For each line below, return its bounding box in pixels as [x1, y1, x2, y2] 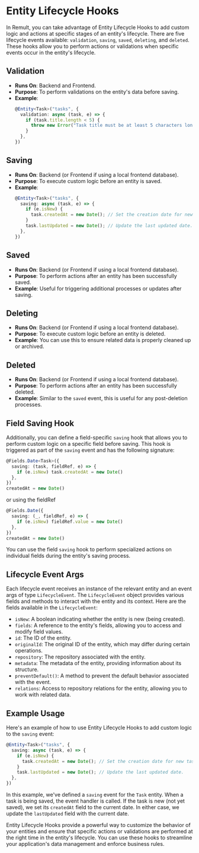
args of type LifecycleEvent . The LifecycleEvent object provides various [6, 592, 185, 599]
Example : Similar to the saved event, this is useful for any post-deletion [14, 395, 188, 402]
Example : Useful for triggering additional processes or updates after [14, 285, 182, 292]
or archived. [14, 343, 44, 350]
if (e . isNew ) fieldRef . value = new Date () [17, 519, 123, 525]
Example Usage [6, 708, 65, 718]
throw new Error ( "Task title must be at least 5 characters [30, 123, 182, 129]
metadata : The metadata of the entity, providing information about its [14, 660, 182, 667]
